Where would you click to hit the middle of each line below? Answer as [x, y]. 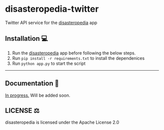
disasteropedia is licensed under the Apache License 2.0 [62, 122]
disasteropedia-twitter [52, 9]
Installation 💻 [27, 39]
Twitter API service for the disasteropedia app [51, 23]
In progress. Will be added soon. [38, 95]
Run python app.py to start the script [49, 63]
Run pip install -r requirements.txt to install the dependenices [78, 58]
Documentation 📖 [32, 84]
